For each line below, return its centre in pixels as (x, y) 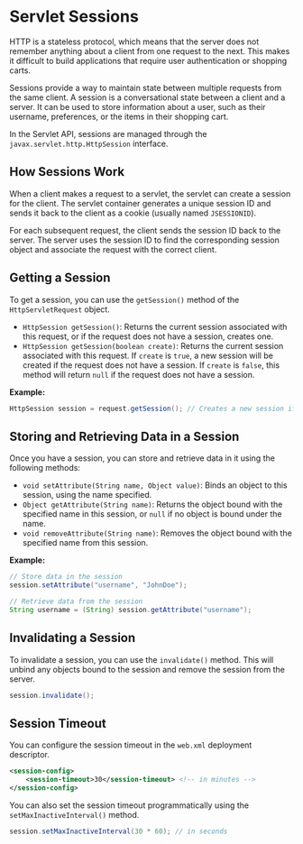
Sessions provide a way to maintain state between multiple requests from (146, 87)
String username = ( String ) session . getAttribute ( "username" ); (131, 610)
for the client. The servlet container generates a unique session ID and (140, 203)
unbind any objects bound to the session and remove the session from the (147, 669)
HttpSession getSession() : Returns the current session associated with (155, 326)
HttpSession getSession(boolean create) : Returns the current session (153, 345)
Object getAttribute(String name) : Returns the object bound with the (152, 505)
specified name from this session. (85, 543)
